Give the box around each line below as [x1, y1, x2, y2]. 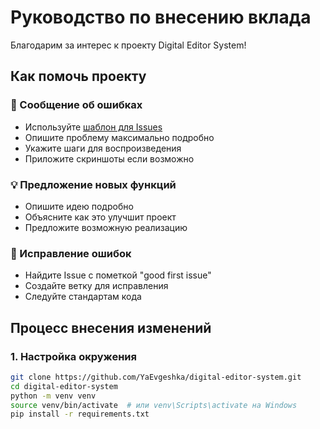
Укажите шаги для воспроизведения [24, 142, 182, 154]
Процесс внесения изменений [10, 319, 212, 336]
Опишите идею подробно [24, 200, 134, 212]
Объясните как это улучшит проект [24, 211, 177, 223]
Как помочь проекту [10, 68, 147, 85]
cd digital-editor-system [10, 381, 118, 391]
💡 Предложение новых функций [10, 177, 177, 191]
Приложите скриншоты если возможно [24, 152, 195, 165]
